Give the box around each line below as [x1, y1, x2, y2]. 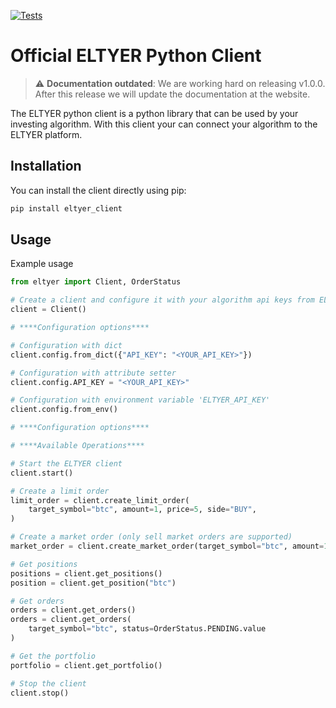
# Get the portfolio [10, 651, 97, 661]
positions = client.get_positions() [10, 568, 163, 579]
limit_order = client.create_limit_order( [10, 495, 190, 505]
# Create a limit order [10, 486, 110, 496]
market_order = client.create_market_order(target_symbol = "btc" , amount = [10, 541, 325, 552]
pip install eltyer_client [10, 203, 123, 214]
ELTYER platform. [10, 128, 83, 140]
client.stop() [10, 688, 70, 698]
